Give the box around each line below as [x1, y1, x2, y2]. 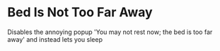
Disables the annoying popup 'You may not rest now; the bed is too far [7, 28, 213, 36]
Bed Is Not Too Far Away [7, 4, 154, 21]
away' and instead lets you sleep [7, 35, 103, 43]
